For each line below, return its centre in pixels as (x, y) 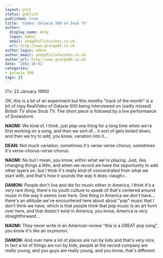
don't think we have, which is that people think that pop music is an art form (81, 205)
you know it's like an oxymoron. (37, 230)
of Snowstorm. (20, 116)
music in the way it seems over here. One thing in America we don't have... (80, 195)
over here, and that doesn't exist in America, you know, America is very (76, 211)
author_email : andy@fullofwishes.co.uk (45, 55)
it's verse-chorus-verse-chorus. (37, 150)
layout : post (18, 9)
